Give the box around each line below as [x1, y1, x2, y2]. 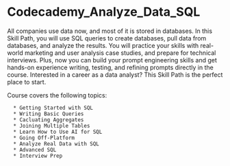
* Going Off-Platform [13, 134, 75, 141]
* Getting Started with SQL [13, 104, 94, 111]
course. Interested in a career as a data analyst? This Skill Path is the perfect [7, 70, 223, 79]
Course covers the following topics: [7, 91, 107, 99]
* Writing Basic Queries [13, 110, 84, 117]
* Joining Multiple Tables [13, 122, 90, 129]
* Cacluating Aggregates [13, 116, 84, 123]
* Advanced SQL [13, 146, 57, 153]
